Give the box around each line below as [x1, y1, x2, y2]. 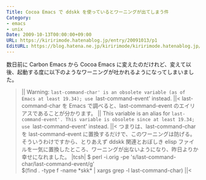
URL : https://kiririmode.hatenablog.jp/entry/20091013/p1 [6, 37, 158, 43]
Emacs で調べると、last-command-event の [69, 102, 180, 109]
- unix [6, 26, 23, 32]
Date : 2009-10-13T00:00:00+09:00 [6, 32, 92, 38]
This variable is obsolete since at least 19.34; [65, 116, 195, 122]
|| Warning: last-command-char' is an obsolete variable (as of [21, 88, 186, 96]
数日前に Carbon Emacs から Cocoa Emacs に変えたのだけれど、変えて [6, 61, 186, 68]
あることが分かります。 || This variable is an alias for [37, 110, 170, 117]
